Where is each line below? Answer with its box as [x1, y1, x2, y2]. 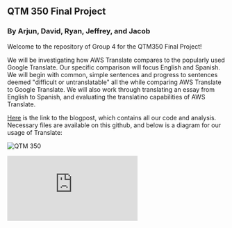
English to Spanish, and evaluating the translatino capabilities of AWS [7, 92, 206, 101]
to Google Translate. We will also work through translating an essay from [7, 85, 215, 93]
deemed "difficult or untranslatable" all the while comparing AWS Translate [7, 78, 222, 86]
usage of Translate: [7, 128, 63, 136]
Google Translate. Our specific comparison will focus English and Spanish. [7, 63, 220, 72]
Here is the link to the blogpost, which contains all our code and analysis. [7, 113, 217, 122]
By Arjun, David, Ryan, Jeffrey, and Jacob [7, 26, 151, 36]
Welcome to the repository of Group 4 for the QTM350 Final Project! [7, 42, 203, 51]
